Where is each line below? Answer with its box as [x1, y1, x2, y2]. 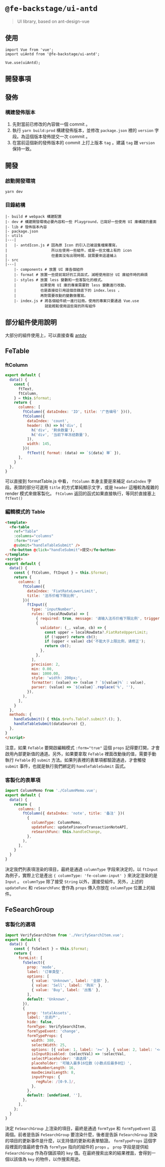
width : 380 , [31, 1038, 56, 1043]
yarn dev [5, 189, 23, 194]
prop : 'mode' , [27, 965, 56, 970]
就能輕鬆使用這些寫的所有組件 [44, 303, 96, 309]
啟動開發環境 [5, 178, 36, 185]
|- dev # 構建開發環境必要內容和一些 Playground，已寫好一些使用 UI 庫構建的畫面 [5, 219, 157, 224]
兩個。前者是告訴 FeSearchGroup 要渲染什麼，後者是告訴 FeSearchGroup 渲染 [5, 1132, 158, 1137]
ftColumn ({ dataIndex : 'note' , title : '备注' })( [23, 811, 125, 816]
